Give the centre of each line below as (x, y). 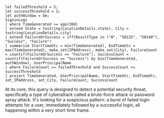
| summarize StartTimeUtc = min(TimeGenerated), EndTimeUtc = (70, 46)
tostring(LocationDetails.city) (38, 33)
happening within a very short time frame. (48, 110)
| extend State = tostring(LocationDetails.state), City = (67, 29)
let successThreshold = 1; (33, 11)
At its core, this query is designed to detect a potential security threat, (76, 89)
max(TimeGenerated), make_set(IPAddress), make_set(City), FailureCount (81, 50)
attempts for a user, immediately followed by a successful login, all (73, 105)
